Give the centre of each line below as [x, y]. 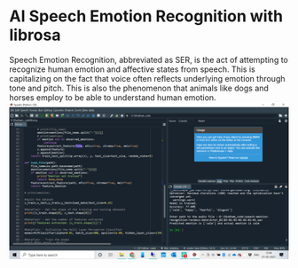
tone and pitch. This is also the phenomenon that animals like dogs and [139, 88]
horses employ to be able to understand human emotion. [113, 97]
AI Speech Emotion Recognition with [146, 16]
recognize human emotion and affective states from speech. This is [132, 69]
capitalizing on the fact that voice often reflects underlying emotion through [147, 78]
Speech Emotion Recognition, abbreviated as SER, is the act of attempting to [149, 59]
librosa [35, 35]
